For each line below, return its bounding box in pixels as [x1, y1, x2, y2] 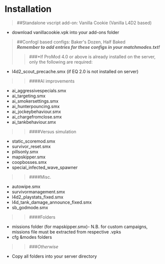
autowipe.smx [11, 184, 41, 189]
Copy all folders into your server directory [11, 253, 97, 259]
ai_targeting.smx [11, 93, 45, 99]
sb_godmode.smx [11, 204, 48, 210]
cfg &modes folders [11, 234, 52, 240]
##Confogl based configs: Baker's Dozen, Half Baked [16, 38, 125, 45]
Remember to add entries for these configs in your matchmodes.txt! [16, 44, 160, 50]
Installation [4, 3, 52, 15]
